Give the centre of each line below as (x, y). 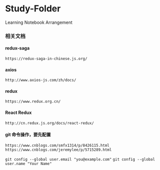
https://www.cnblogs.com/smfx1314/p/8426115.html (57, 145)
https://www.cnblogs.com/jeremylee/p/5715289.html (58, 150)
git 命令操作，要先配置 (28, 135)
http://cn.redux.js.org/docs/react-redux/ (50, 123)
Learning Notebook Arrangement (39, 22)
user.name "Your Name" (28, 164)
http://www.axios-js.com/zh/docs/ (41, 80)
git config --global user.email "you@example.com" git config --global (80, 159)
